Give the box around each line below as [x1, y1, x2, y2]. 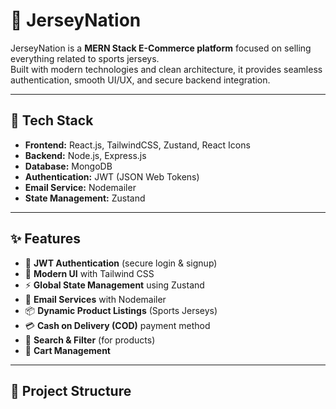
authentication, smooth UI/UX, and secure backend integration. [10, 74, 271, 86]
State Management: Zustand [24, 192, 146, 204]
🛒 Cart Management [24, 344, 111, 356]
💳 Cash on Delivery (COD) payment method [24, 319, 211, 331]
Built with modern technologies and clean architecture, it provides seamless [10, 63, 323, 75]
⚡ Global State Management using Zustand [24, 279, 205, 291]
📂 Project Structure [10, 382, 132, 399]
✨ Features [10, 230, 81, 248]
